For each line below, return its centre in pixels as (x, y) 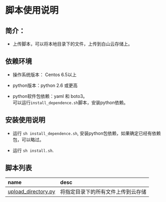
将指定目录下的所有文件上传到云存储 (103, 192)
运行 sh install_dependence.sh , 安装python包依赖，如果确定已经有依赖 (87, 133)
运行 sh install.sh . (33, 150)
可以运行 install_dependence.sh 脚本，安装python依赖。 (70, 103)
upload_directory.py (32, 192)
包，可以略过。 (28, 140)
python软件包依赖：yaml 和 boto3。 (50, 96)
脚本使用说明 (32, 10)
